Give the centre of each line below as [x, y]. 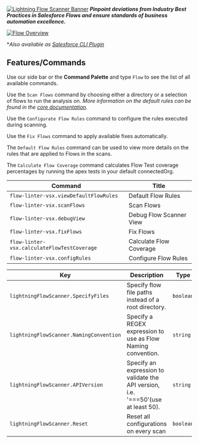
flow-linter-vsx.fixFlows [46, 231]
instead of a [143, 300]
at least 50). [143, 407]
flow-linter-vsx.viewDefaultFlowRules [64, 196]
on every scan [146, 431]
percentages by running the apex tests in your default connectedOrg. [90, 171]
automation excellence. [36, 21]
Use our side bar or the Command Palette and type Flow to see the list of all [98, 77]
